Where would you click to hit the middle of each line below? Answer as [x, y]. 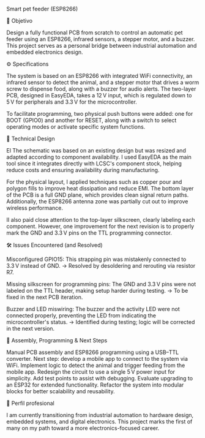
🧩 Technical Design [31, 138]
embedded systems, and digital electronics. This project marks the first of [99, 421]
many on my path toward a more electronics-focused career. [83, 428]
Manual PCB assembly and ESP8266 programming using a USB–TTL [93, 352]
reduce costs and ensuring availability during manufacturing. [83, 170]
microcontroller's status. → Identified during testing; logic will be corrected [101, 322]
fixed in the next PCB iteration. [45, 297]
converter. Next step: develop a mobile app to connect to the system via [97, 359]
